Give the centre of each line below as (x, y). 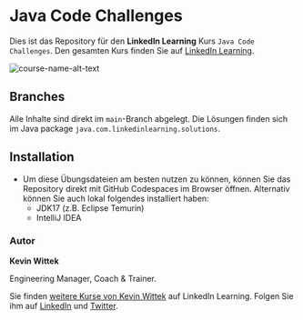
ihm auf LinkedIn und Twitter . (64, 305)
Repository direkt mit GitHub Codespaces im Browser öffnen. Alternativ (156, 188)
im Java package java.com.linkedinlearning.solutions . (115, 128)
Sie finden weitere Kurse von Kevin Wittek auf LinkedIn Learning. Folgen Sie (151, 295)
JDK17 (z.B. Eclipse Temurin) (90, 208)
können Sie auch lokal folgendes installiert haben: (116, 198)
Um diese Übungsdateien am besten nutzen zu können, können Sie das (157, 179)
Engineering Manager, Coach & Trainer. (83, 278)
